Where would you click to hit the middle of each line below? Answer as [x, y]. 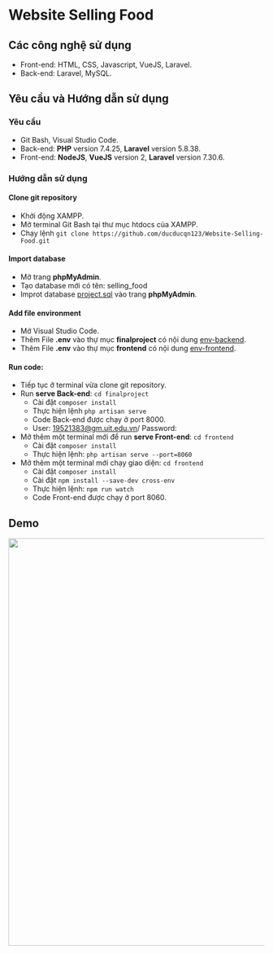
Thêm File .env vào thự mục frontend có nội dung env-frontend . [128, 349]
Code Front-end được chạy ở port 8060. [99, 498]
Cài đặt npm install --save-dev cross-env [104, 480]
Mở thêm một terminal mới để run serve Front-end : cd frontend [127, 437]
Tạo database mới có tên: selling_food [84, 286]
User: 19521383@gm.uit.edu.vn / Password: [104, 429]
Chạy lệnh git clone [54, 233]
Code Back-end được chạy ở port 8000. [99, 420]
